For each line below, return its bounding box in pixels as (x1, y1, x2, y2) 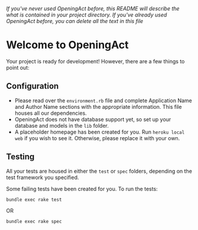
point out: (6, 64, 30, 71)
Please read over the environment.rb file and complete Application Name (14, 97, 192, 104)
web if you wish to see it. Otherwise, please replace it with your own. (14, 134, 180, 141)
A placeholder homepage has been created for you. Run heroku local (14, 128, 185, 135)
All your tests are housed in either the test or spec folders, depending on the (6, 167, 192, 174)
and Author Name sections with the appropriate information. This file (14, 103, 182, 110)
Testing (6, 152, 35, 162)
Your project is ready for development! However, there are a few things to (6, 57, 185, 64)
